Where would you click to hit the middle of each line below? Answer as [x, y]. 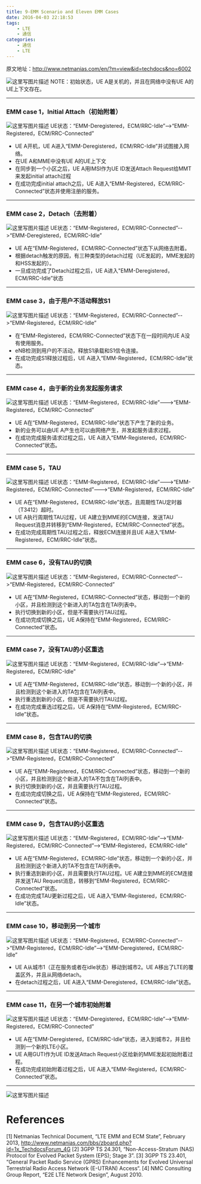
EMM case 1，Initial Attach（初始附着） [64, 112]
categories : [21, 40]
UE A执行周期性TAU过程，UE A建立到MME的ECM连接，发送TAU [94, 518]
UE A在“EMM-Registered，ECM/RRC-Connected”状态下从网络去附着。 [102, 248]
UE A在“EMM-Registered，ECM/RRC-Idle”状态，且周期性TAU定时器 [98, 503]
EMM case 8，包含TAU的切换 [49, 737]
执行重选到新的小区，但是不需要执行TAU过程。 [72, 699]
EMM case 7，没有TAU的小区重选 [55, 650]
